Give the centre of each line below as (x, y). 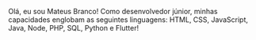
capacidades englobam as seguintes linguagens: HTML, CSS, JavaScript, (128, 20)
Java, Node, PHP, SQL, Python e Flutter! (74, 28)
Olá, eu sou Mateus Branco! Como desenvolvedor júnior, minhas (113, 11)
